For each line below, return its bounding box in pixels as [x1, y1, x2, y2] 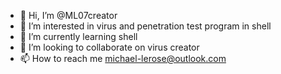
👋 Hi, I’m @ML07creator [19, 10, 118, 21]
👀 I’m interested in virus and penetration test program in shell [19, 20, 272, 32]
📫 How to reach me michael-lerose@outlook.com [19, 53, 227, 64]
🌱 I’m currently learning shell [19, 31, 138, 42]
